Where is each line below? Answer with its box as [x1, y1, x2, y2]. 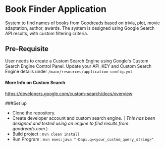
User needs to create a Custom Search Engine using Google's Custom [5, 58, 149, 64]
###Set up [5, 100, 27, 106]
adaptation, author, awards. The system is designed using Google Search [5, 25, 155, 31]
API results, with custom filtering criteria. [5, 30, 88, 36]
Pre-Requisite [5, 45, 49, 53]
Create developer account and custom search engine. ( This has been [12, 115, 156, 121]
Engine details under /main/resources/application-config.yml [5, 68, 133, 74]
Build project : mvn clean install [12, 131, 80, 137]
